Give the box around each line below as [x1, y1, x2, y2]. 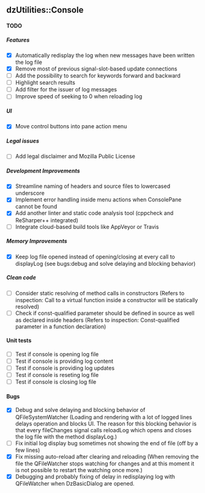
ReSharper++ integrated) [15, 216, 78, 223]
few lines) [15, 446, 40, 454]
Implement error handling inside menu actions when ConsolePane [15, 196, 182, 203]
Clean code [6, 274, 37, 281]
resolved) [15, 303, 40, 310]
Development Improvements [6, 167, 81, 174]
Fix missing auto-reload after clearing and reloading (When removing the [15, 452, 199, 460]
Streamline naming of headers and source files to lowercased [15, 182, 170, 190]
